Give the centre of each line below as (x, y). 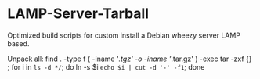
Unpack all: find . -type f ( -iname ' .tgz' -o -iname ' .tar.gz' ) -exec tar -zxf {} (130, 59)
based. (18, 43)
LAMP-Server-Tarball (78, 14)
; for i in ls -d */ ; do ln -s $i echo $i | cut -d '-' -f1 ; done (106, 66)
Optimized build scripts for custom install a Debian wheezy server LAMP (124, 35)
